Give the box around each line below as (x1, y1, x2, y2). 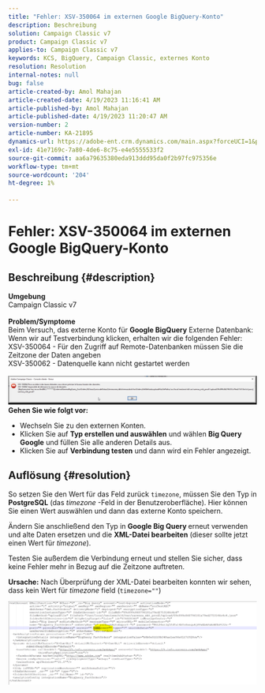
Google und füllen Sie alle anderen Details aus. (19, 437, 173, 447)
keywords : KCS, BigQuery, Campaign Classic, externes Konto (8, 54, 211, 62)
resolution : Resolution (8, 63, 87, 71)
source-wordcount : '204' (8, 170, 90, 179)
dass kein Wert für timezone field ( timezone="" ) (8, 586, 162, 595)
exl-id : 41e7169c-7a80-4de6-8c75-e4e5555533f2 (8, 146, 164, 154)
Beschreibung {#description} (8, 271, 155, 284)
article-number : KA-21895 (8, 129, 93, 137)
